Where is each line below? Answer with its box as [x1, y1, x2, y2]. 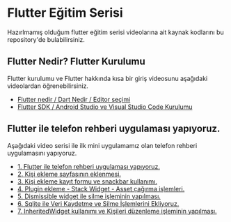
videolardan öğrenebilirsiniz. [7, 82, 89, 90]
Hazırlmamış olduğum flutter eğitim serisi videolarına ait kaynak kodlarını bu [7, 28, 224, 36]
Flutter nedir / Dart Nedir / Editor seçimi [17, 95, 131, 103]
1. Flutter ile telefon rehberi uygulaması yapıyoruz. [17, 162, 160, 170]
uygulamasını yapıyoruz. [7, 149, 77, 157]
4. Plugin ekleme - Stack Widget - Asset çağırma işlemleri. [17, 184, 185, 193]
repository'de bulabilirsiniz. [7, 35, 86, 43]
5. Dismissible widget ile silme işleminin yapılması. [17, 192, 161, 200]
